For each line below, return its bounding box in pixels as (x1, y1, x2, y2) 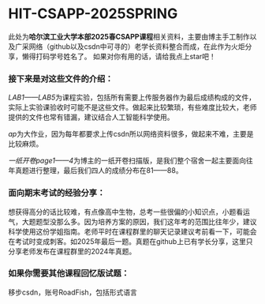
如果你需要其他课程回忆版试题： (8, 268, 130, 279)
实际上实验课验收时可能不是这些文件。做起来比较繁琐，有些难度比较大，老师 (8, 103, 257, 112)
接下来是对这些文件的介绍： (8, 73, 114, 84)
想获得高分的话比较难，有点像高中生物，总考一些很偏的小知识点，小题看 (8, 207, 243, 216)
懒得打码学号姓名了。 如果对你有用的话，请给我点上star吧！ (21, 51, 217, 61)
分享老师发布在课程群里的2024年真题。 (8, 246, 136, 256)
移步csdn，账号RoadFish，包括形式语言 (8, 287, 138, 297)
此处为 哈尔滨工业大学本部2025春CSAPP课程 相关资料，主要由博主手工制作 (8, 32, 250, 41)
